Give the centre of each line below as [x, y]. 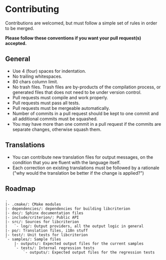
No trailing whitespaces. [37, 76]
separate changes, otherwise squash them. [57, 129]
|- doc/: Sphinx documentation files [44, 213]
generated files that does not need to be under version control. [77, 92]
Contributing [32, 9]
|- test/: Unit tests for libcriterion [47, 235]
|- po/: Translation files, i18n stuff [47, 231]
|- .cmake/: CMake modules [33, 205]
